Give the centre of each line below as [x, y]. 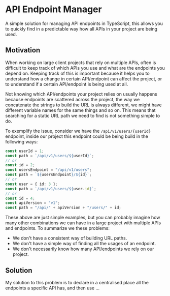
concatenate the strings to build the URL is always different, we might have [83, 105]
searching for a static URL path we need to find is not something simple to [83, 115]
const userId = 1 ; [25, 151]
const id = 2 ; [20, 165]
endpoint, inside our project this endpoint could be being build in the [77, 136]
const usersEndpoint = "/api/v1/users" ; [49, 170]
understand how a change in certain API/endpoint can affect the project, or [84, 79]
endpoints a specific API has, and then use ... [53, 288]
